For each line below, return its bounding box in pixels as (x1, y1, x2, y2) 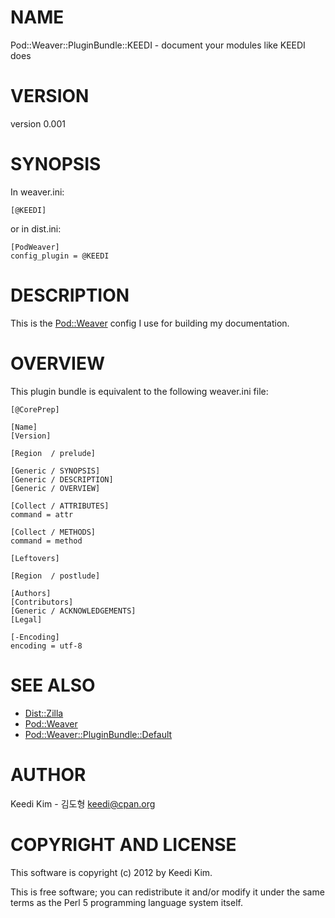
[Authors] (10, 588, 52, 598)
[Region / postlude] (10, 571, 101, 581)
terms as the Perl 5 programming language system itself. (10, 896, 243, 908)
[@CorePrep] (10, 404, 60, 415)
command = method (10, 536, 83, 546)
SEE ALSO (10, 674, 96, 696)
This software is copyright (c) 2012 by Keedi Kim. (10, 866, 213, 878)
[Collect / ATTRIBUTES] (10, 501, 110, 511)
